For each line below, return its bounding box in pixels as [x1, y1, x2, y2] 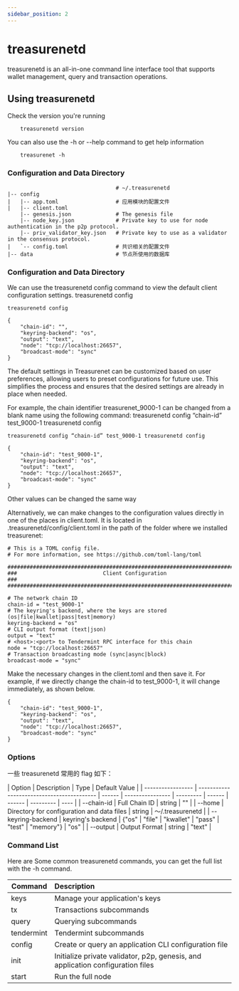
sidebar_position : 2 [7, 10, 69, 18]
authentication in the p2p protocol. [7, 223, 119, 230]
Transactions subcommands [54, 905, 149, 915]
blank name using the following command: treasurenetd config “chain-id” [7, 411, 223, 419]
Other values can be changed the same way [7, 494, 137, 503]
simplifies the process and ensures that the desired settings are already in [7, 382, 224, 390]
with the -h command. [7, 864, 73, 873]
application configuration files [54, 960, 154, 970]
